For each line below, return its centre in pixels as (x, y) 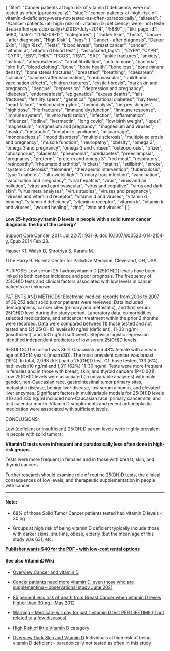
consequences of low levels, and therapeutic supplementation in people (80, 480)
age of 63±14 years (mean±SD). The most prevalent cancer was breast (79, 355)
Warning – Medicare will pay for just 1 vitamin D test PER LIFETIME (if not (88, 612)
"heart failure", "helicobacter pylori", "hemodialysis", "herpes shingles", (79, 105)
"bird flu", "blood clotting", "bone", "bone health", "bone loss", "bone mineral (85, 67)
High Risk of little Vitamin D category (51, 628)
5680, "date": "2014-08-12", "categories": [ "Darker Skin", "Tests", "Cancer (83, 34)
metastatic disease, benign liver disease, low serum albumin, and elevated (83, 388)
